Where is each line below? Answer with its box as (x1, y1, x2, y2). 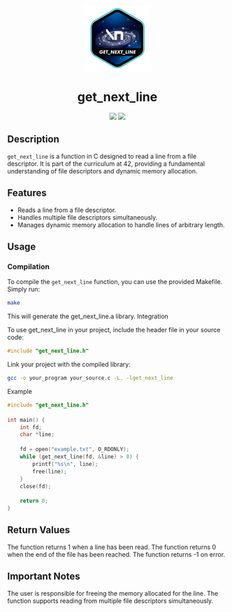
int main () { (7, 416, 45, 423)
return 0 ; (20, 497, 49, 505)
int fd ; (20, 424, 42, 431)
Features (7, 187, 47, 199)
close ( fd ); (20, 483, 52, 490)
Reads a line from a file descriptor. (17, 206, 117, 214)
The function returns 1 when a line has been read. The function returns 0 (7, 543, 217, 551)
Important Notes (7, 571, 80, 583)
